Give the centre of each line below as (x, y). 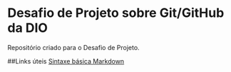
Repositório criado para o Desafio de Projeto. (74, 47)
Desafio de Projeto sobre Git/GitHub (116, 13)
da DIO (28, 28)
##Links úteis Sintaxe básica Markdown (66, 61)
